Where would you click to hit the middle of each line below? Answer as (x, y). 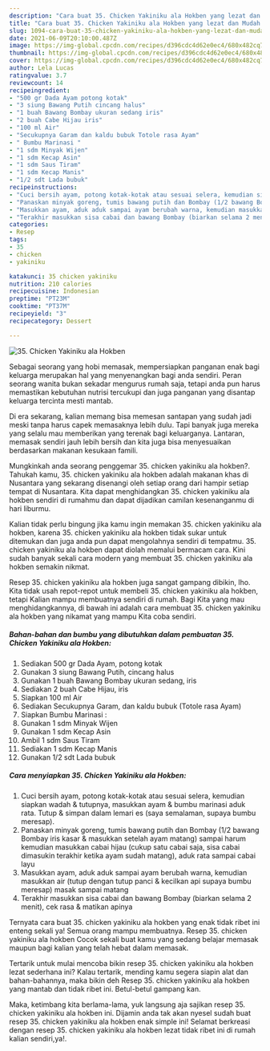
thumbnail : (27, 53)
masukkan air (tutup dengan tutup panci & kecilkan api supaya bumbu (136, 881)
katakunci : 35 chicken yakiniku (63, 276)
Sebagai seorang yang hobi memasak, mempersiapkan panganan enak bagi (134, 367)
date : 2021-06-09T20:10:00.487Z (63, 38)
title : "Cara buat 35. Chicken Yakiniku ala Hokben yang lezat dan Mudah (135, 23)
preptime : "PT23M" (40, 299)
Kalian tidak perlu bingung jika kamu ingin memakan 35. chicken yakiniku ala (135, 524)
